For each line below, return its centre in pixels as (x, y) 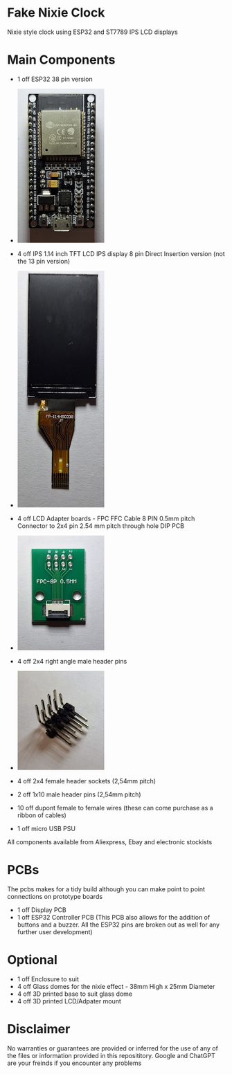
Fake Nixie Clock (56, 13)
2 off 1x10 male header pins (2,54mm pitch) (79, 794)
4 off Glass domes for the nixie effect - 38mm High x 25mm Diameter (116, 986)
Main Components (61, 60)
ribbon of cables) (42, 815)
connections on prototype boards (55, 896)
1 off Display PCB (42, 910)
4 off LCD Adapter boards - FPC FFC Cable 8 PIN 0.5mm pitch (106, 518)
